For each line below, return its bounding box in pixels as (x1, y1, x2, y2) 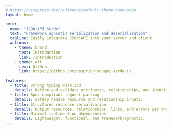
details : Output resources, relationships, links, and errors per (14, 107, 159, 112)
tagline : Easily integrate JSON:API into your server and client (10, 36, 153, 41)
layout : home (5, 12, 33, 17)
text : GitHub (18, 64, 47, 69)
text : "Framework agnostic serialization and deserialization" (10, 31, 147, 36)
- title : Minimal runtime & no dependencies (10, 111, 106, 116)
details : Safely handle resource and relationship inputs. (14, 97, 143, 102)
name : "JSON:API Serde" (10, 26, 60, 31)
